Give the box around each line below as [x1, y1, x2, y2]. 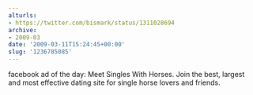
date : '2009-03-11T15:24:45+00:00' [8, 41, 126, 49]
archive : [8, 26, 37, 34]
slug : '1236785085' [8, 48, 73, 56]
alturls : [8, 11, 37, 20]
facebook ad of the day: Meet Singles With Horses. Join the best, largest [8, 70, 245, 79]
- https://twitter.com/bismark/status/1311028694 [8, 19, 176, 27]
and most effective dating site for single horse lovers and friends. [8, 78, 221, 87]
